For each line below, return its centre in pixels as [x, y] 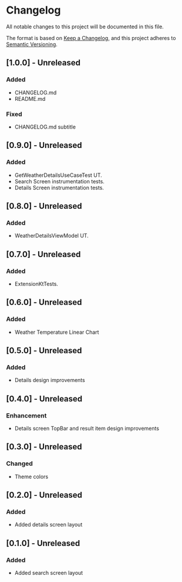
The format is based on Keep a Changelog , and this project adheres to [91, 38]
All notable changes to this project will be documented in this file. [85, 27]
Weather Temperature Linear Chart [57, 332]
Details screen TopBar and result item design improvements [87, 429]
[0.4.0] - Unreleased [44, 399]
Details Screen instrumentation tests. [59, 188]
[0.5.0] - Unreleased [44, 351]
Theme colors [31, 476]
